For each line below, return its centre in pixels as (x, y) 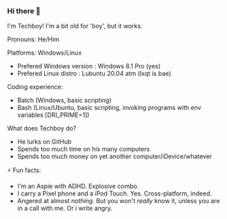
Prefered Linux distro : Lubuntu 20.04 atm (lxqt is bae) (94, 74)
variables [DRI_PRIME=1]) (53, 115)
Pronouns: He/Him (33, 39)
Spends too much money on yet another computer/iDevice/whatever (115, 156)
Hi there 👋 (24, 11)
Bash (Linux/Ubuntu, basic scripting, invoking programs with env (109, 108)
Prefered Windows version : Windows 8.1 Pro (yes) (89, 66)
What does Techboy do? (42, 128)
